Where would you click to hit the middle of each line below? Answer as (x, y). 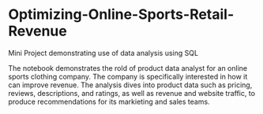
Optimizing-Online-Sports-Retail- (121, 15)
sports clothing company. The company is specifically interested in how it (128, 76)
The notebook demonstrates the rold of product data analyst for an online (128, 68)
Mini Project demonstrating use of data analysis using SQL (103, 53)
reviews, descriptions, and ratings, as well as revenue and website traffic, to (131, 93)
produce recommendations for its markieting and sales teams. (109, 101)
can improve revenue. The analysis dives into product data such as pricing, (130, 85)
